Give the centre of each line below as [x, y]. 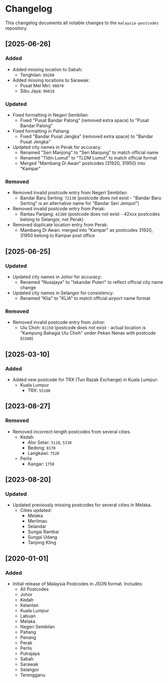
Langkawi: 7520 [43, 453]
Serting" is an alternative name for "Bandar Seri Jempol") [80, 203]
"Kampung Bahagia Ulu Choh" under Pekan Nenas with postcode [88, 333]
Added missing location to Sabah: [47, 69]
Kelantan [29, 605]
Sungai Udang [42, 537]
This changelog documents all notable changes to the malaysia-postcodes [82, 23]
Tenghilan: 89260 [37, 75]
